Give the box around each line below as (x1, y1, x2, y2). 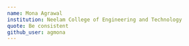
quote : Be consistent (7, 22, 69, 29)
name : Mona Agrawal (7, 9, 63, 17)
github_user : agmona (7, 28, 66, 36)
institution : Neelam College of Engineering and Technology (7, 16, 183, 23)
